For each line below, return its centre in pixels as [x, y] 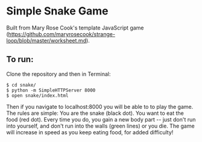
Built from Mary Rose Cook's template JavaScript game [75, 28]
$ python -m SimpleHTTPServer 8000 [51, 90]
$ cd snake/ [21, 85]
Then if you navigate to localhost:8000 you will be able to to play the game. [100, 106]
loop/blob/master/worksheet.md [46, 40]
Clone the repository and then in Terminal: [58, 74]
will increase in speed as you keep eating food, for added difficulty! [90, 132]
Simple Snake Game [57, 11]
